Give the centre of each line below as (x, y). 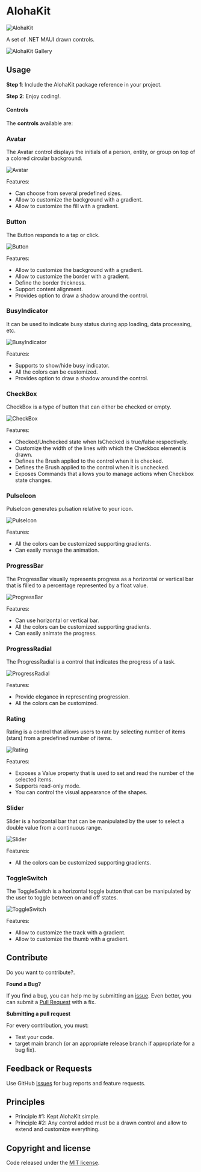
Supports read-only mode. (48, 786)
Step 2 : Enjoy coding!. (34, 96)
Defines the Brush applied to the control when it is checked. (89, 461)
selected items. (34, 780)
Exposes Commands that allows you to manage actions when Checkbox (104, 474)
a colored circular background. (44, 158)
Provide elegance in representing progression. (73, 697)
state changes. (33, 480)
